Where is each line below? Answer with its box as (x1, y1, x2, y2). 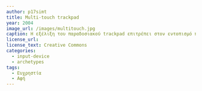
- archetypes (11, 59, 44, 65)
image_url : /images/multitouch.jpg (6, 25, 96, 32)
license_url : (6, 37, 39, 43)
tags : (6, 64, 20, 71)
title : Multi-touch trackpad (6, 14, 79, 20)
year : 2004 (6, 20, 34, 26)
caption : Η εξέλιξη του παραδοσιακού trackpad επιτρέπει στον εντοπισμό (6, 31, 192, 37)
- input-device (11, 53, 50, 59)
